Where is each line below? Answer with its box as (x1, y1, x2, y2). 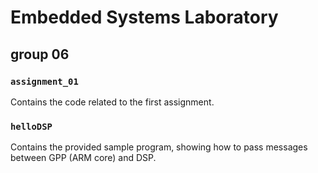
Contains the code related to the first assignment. (10, 96, 215, 108)
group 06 (10, 46, 70, 63)
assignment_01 (10, 76, 79, 87)
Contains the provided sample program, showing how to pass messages (10, 141, 308, 153)
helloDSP (10, 121, 53, 132)
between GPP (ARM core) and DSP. (10, 152, 157, 164)
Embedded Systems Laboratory (10, 6, 279, 29)
